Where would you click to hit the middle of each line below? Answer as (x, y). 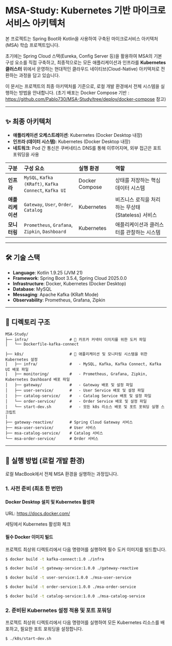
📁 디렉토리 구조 (28, 322)
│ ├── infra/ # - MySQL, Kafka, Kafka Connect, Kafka (83, 364)
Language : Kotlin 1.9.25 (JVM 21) (48, 273)
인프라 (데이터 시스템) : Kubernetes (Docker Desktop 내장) (71, 141)
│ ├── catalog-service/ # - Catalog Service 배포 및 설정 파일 (78, 396)
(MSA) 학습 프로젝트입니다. (33, 45)
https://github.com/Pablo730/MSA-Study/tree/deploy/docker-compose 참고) (86, 99)
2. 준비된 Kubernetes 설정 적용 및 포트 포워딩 (58, 610)
